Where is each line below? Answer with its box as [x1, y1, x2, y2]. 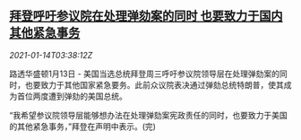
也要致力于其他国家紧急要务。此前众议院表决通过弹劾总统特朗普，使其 [24, 79, 284, 90]
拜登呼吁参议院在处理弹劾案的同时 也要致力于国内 [9, 8, 283, 24]
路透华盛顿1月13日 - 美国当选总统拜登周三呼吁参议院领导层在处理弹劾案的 [9, 68, 280, 79]
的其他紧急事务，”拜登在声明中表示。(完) [9, 120, 157, 132]
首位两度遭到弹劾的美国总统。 [16, 91, 127, 101]
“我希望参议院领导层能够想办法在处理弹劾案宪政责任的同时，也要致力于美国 [9, 109, 288, 120]
